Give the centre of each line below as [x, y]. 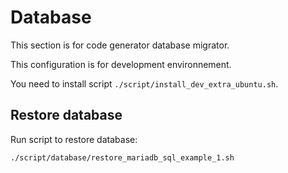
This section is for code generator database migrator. [120, 45]
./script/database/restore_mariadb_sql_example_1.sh [122, 157]
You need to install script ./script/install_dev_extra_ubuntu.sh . [144, 83]
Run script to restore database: [74, 139]
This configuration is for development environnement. [121, 64]
